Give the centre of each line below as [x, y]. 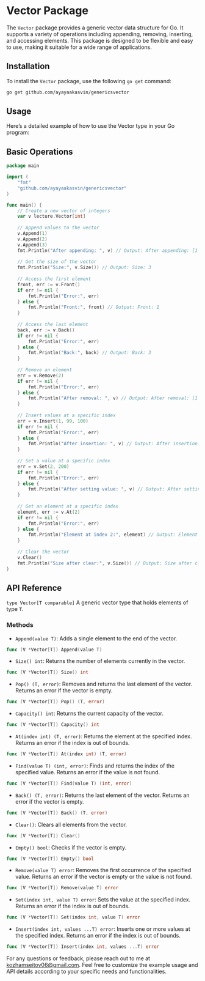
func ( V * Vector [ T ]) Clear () [43, 835]
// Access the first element [54, 279]
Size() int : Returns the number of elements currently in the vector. [100, 661]
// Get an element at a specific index [68, 506]
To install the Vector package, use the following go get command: [89, 81]
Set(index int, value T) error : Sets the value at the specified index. [103, 900]
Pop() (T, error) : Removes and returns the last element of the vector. [104, 684]
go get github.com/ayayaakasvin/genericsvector [68, 92]
